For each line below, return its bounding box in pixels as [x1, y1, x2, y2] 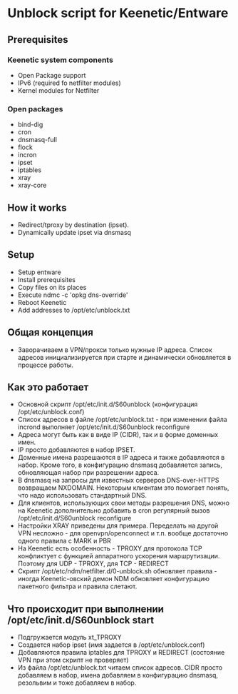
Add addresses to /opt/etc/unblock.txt [17, 306, 130, 314]
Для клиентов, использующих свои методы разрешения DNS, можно [17, 498, 230, 508]
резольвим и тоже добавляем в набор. [17, 678, 137, 687]
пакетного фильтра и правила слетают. [17, 582, 138, 590]
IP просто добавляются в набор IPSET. [17, 446, 135, 454]
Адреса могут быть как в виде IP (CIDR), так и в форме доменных [17, 431, 219, 439]
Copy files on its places [17, 283, 87, 291]
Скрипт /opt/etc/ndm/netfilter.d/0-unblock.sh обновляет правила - [17, 567, 217, 575]
